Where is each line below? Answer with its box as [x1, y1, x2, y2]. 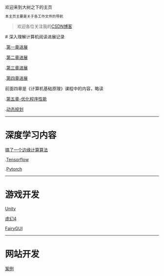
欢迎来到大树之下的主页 [5, 4, 52, 10]
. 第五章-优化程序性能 [5, 96, 47, 101]
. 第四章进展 [5, 75, 28, 81]
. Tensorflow [5, 157, 29, 162]
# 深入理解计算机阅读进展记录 [5, 34, 65, 39]
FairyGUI [5, 225, 23, 231]
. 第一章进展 [5, 44, 28, 50]
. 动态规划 [5, 106, 24, 112]
